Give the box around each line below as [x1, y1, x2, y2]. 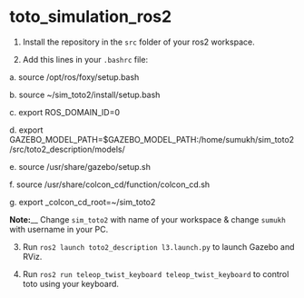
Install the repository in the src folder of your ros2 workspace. [22, 36, 256, 47]
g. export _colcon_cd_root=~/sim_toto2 [9, 196, 156, 207]
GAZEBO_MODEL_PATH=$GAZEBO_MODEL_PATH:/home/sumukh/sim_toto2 [9, 134, 295, 144]
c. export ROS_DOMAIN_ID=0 [9, 106, 121, 117]
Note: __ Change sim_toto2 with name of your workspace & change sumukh [9, 214, 286, 224]
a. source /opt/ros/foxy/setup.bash [9, 71, 140, 83]
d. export [9, 124, 44, 135]
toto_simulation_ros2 [9, 6, 172, 27]
